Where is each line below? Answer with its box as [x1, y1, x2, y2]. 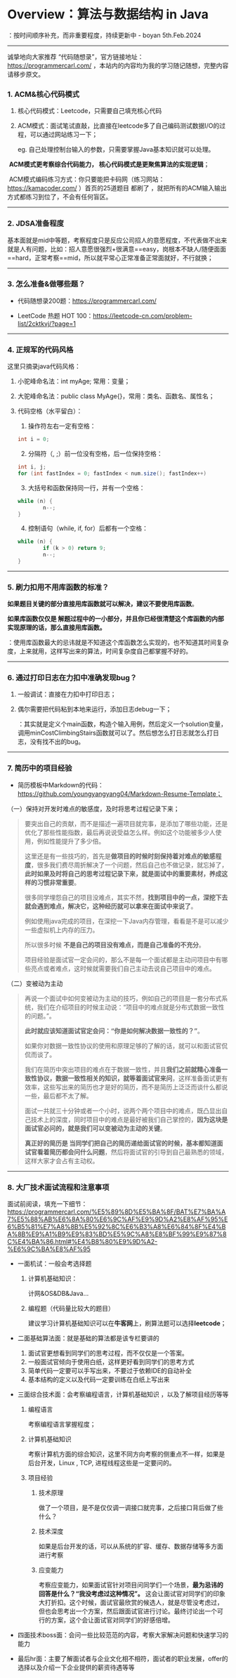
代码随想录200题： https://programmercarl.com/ [17, 296, 157, 305]
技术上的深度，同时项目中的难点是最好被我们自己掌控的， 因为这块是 [30, 1115, 228, 1124]
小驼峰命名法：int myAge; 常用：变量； [17, 377, 131, 386]
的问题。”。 [24, 1011, 55, 1020]
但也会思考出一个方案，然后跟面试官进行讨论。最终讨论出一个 [38, 1607, 218, 1615]
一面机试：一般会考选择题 [17, 1259, 92, 1268]
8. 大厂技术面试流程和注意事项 [7, 1182, 110, 1192]
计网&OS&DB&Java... [27, 1290, 89, 1298]
